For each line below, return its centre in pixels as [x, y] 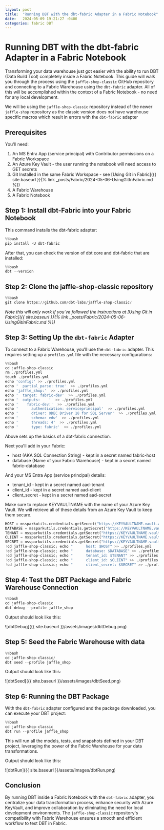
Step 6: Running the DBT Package [57, 696]
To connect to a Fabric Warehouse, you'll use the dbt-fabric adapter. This [80, 349]
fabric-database [28, 466]
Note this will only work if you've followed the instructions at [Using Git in [79, 312]
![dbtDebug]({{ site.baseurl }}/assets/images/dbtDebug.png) [66, 627]
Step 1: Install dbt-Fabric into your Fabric [68, 211]
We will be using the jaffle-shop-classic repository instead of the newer [79, 107]
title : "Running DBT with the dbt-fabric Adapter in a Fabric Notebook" [82, 14]
